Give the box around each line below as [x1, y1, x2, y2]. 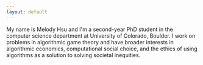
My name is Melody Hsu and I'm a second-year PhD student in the [6, 26, 174, 33]
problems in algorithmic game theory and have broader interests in [6, 38, 174, 46]
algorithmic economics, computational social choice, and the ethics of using [6, 45, 198, 52]
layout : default [6, 9, 48, 15]
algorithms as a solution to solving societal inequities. [6, 51, 141, 58]
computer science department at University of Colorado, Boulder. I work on [6, 32, 196, 39]
